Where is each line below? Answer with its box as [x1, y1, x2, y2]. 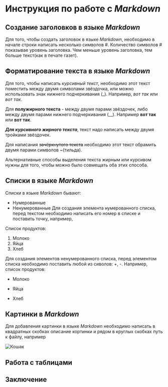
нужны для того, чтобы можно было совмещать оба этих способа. [5, 162, 148, 168]
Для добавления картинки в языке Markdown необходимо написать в [5, 323, 155, 329]
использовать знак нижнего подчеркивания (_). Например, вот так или [5, 91, 158, 97]
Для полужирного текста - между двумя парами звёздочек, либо [5, 106, 148, 112]
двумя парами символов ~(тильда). [5, 147, 82, 153]
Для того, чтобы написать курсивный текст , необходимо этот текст [5, 80, 150, 86]
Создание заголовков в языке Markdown [5, 23, 140, 32]
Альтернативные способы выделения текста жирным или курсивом [5, 156, 152, 162]
